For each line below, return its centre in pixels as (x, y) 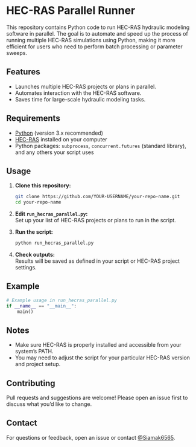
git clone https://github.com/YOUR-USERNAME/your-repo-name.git (97, 197)
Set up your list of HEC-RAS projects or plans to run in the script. (95, 220)
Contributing (31, 383)
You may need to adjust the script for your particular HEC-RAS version (102, 358)
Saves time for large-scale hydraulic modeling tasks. (80, 99)
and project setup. (38, 364)
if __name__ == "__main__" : (42, 306)
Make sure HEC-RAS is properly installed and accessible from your (98, 345)
